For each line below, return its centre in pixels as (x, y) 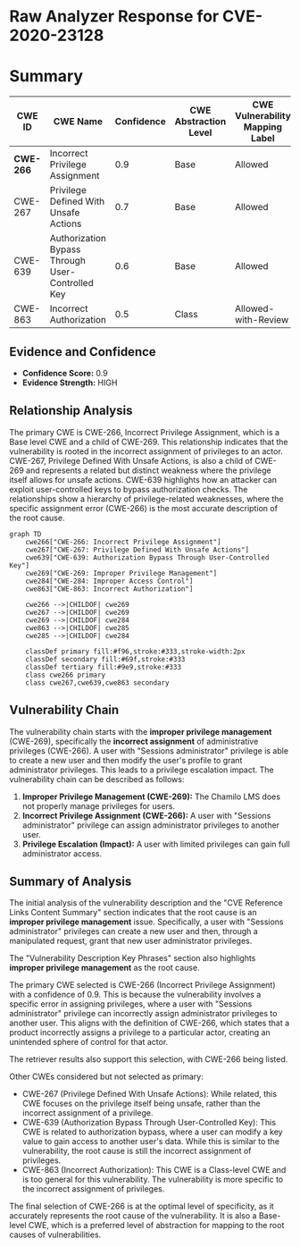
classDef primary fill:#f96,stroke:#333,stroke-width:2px (135, 651)
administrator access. (62, 853)
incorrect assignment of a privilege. (87, 1113)
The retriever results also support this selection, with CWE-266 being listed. (149, 1059)
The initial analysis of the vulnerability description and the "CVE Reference (146, 903)
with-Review (262, 320)
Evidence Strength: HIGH (70, 383)
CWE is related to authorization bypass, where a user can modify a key (152, 1132)
